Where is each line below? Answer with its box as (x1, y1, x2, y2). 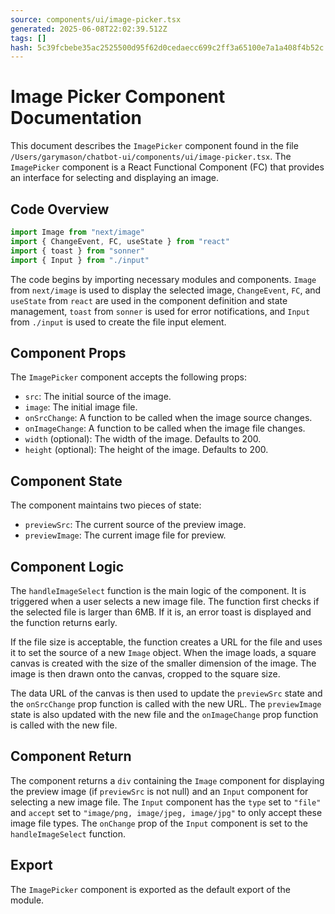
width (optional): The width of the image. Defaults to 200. (24, 433, 262, 445)
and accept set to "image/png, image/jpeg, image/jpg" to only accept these (10, 806, 323, 818)
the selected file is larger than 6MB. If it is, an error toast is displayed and (10, 606, 312, 618)
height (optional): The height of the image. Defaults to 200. (24, 444, 269, 456)
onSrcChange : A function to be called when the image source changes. (24, 412, 313, 424)
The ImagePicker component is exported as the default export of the (10, 883, 291, 895)
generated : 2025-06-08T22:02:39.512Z (10, 24, 168, 34)
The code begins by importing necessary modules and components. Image (10, 273, 317, 285)
